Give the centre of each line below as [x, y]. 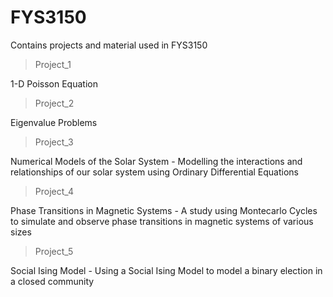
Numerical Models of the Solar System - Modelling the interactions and [156, 161]
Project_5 [54, 251]
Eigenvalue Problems [54, 122]
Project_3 [54, 142]
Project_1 [53, 64]
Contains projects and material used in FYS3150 [109, 45]
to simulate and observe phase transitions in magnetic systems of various [162, 221]
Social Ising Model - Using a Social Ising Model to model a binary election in [166, 270]
